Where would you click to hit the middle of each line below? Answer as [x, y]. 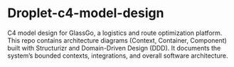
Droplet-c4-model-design [86, 13]
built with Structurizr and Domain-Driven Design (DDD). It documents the [114, 48]
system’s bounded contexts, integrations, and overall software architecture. [118, 56]
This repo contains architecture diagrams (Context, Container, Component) [117, 40]
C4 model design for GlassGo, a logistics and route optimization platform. [115, 33]
